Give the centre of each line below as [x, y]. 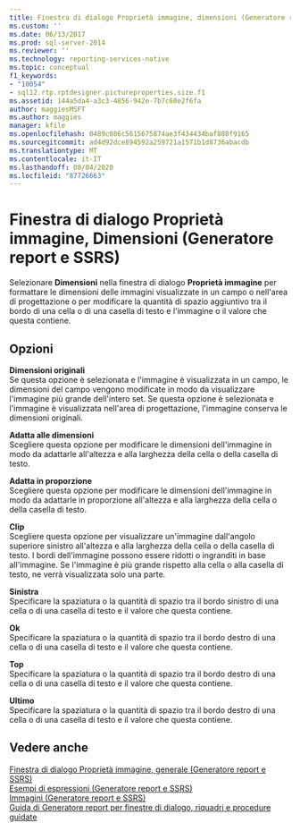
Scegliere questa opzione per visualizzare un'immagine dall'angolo [133, 536]
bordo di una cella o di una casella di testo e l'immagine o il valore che [138, 311]
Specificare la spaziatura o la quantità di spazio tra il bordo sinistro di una [144, 601]
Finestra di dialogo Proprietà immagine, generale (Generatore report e [137, 769]
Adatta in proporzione [50, 481]
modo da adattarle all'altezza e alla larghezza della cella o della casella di [144, 454]
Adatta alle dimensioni [52, 435]
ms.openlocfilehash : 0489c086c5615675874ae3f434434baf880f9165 [129, 134]
